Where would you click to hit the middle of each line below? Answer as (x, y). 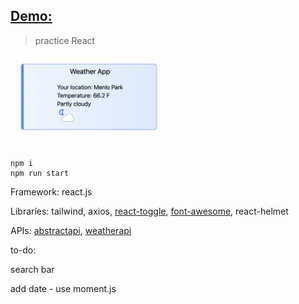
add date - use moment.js (63, 289)
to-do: (23, 250)
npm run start (40, 174)
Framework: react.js (51, 192)
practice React (65, 40)
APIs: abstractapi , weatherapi (71, 231)
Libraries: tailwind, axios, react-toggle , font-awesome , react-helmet (149, 211)
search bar (32, 270)
